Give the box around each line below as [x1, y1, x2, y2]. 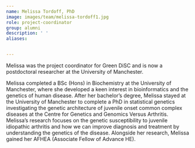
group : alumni [6, 25, 41, 31]
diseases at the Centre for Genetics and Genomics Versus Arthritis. [6, 111, 169, 118]
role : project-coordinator [6, 19, 72, 25]
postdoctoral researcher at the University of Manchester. [6, 68, 144, 75]
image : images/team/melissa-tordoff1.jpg [6, 14, 109, 20]
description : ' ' [6, 30, 49, 36]
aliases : [6, 36, 28, 42]
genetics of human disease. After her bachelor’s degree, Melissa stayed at [6, 92, 186, 99]
